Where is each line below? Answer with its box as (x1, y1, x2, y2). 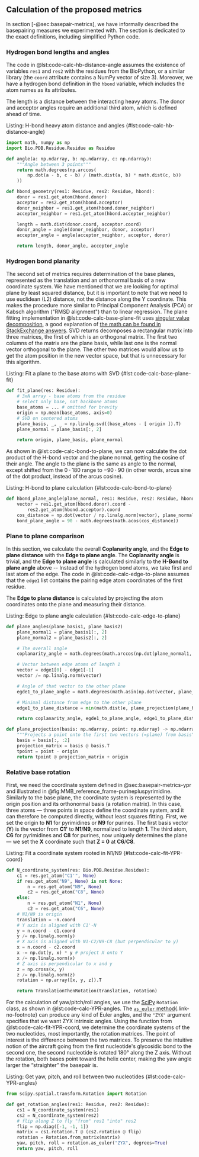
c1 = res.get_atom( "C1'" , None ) (17, 873, 97, 879)
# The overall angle (17, 645, 68, 651)
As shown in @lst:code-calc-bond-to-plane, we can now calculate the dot (6, 448, 187, 455)
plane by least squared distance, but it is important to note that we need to (6, 290, 188, 297)
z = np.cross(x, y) (17, 966, 65, 972)
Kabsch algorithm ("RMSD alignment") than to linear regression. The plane (6, 308, 188, 316)
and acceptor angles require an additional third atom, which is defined (6, 104, 177, 111)
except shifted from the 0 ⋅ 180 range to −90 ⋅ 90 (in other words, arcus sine (6, 467, 191, 474)
